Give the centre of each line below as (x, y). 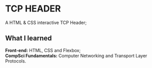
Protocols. (16, 61)
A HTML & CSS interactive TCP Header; (46, 22)
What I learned (28, 38)
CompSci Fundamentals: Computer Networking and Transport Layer (76, 55)
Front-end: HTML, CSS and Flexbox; (43, 50)
